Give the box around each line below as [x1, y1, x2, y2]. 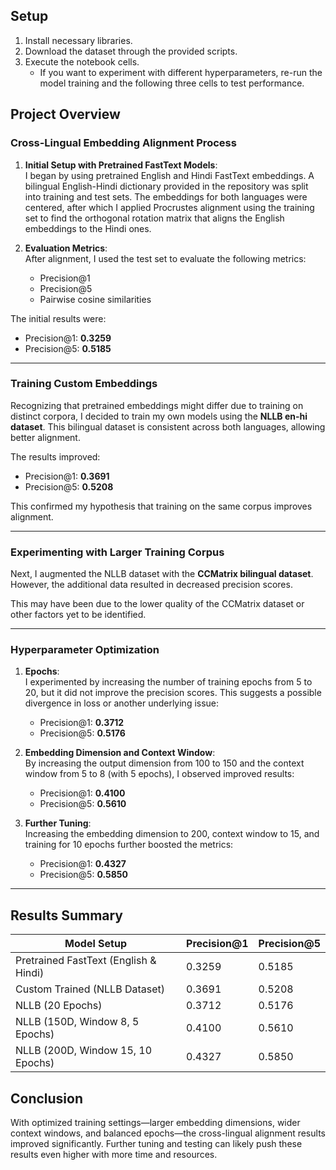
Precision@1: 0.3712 [39, 717, 125, 729]
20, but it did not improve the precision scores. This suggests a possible [24, 687, 322, 699]
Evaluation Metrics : [24, 242, 108, 254]
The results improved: [10, 450, 101, 463]
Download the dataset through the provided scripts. [24, 45, 238, 57]
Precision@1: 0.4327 [39, 858, 127, 870]
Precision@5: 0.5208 [24, 480, 114, 493]
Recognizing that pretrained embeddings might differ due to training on [10, 399, 304, 411]
